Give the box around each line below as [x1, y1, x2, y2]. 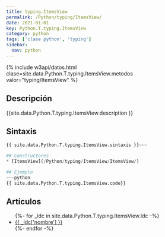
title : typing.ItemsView [6, 8, 68, 15]
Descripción [6, 93, 52, 104]
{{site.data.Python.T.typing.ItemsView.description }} [6, 109, 134, 116]
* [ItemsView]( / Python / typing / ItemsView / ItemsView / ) [6, 159, 139, 165]
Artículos [6, 197, 42, 207]
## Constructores [6, 153, 49, 159]
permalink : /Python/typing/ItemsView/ [6, 14, 102, 20]
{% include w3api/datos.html [6, 64, 77, 71]
